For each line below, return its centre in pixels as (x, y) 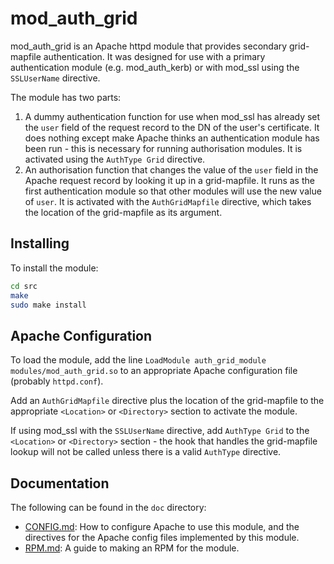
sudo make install (48, 305)
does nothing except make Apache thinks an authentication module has (172, 138)
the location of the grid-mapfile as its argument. (123, 212)
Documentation (60, 483)
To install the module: (54, 268)
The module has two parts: (66, 97)
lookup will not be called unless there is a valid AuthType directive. (146, 452)
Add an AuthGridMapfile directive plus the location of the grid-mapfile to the (167, 401)
